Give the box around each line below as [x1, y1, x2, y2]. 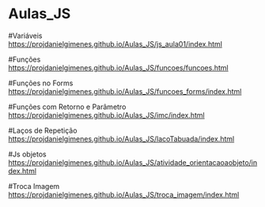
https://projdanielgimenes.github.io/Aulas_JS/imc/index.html [8, 110, 205, 119]
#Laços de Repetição [8, 126, 78, 135]
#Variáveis [8, 31, 43, 40]
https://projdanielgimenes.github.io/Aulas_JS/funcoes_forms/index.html [8, 86, 242, 96]
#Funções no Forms [8, 78, 74, 88]
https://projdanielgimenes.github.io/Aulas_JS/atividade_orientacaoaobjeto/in [8, 157, 258, 167]
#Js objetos [8, 149, 47, 159]
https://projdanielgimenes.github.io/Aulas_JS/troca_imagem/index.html [8, 190, 240, 199]
